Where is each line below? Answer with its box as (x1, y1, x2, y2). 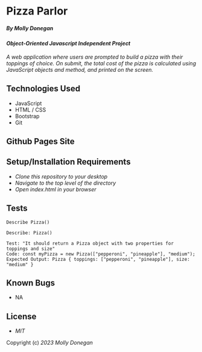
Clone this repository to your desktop (14, 173, 108, 180)
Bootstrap (14, 112, 40, 120)
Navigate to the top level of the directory (14, 179, 116, 187)
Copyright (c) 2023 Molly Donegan (6, 339, 93, 347)
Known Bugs (6, 278, 55, 288)
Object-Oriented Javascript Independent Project (6, 40, 131, 47)
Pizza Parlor (6, 4, 68, 18)
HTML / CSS (14, 106, 46, 113)
